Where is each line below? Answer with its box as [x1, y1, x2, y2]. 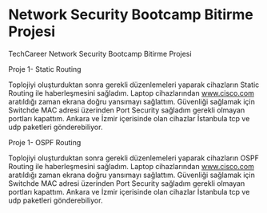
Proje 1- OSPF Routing [8, 137, 82, 147]
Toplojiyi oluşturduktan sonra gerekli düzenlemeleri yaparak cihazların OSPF [8, 153, 260, 163]
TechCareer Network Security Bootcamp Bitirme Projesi [8, 49, 192, 58]
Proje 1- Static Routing [8, 64, 82, 73]
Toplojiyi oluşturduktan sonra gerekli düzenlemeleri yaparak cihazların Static [8, 80, 260, 89]
